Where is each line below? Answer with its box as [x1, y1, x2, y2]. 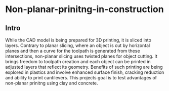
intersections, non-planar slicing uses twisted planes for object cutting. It [5, 53, 158, 59]
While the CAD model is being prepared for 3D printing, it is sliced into [5, 37, 152, 43]
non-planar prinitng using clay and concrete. [5, 80, 98, 86]
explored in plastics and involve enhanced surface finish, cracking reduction [5, 69, 164, 75]
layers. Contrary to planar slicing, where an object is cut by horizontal [5, 42, 150, 49]
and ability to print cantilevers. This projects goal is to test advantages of [5, 75, 157, 80]
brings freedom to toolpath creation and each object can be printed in [5, 59, 151, 64]
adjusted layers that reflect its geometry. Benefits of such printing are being [5, 64, 163, 70]
